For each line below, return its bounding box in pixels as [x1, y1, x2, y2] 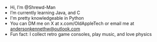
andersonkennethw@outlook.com [10, 26, 81, 32]
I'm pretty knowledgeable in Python [10, 15, 84, 21]
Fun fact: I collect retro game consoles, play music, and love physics [10, 31, 152, 37]
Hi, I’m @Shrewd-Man [10, 5, 56, 10]
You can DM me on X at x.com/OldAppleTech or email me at [10, 20, 134, 26]
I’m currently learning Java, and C [10, 10, 81, 16]
